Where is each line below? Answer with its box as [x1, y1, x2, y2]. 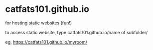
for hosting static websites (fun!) [5, 20, 72, 26]
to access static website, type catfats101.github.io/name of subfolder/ [5, 29, 148, 35]
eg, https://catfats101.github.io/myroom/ [5, 39, 87, 45]
